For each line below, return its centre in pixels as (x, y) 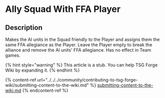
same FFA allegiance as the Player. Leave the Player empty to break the (79, 45)
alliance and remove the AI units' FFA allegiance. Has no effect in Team (78, 50)
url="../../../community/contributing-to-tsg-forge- (87, 80)
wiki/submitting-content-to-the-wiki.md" (47, 85)
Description (24, 28)
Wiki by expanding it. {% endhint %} (42, 70)
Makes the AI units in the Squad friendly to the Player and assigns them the (82, 39)
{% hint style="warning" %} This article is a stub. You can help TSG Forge (81, 65)
